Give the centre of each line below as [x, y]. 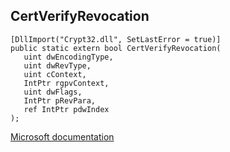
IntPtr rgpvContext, [66, 83]
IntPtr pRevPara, [60, 100]
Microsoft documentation [62, 136]
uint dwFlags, [53, 92]
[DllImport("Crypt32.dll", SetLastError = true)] [116, 39]
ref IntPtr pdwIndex [66, 109]
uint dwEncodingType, [68, 57]
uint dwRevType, [57, 65]
